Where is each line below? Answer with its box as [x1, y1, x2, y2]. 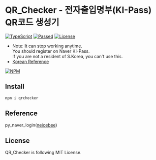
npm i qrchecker [5, 96, 38, 100]
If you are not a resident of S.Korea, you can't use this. [12, 53, 123, 59]
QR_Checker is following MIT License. [5, 150, 82, 156]
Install [5, 82, 25, 91]
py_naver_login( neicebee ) [5, 122, 58, 128]
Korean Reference [12, 59, 49, 64]
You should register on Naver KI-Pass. [12, 48, 90, 54]
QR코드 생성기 [5, 17, 60, 28]
